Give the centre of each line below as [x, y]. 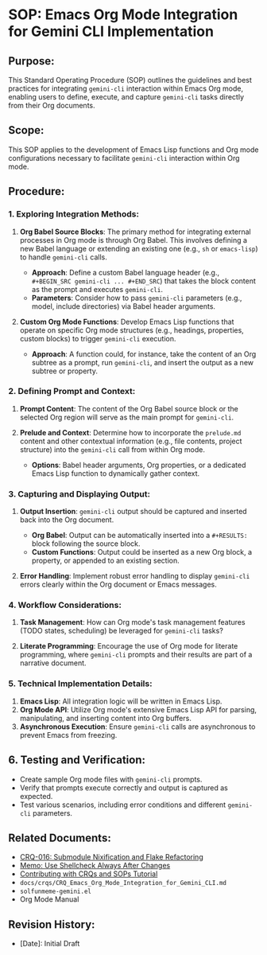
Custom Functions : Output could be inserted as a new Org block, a [142, 552]
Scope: [26, 130]
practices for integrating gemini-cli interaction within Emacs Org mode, [126, 88]
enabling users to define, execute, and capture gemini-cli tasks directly [126, 97]
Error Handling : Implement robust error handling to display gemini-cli [135, 576]
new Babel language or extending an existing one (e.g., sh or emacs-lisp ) [139, 248]
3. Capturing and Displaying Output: [79, 493]
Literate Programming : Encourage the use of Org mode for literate [129, 646]
